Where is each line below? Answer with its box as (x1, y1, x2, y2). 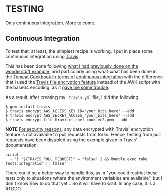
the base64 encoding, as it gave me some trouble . (5, 84, 110, 90)
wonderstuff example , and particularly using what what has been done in (5, 68, 157, 74)
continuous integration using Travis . (5, 53, 80, 59)
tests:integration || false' (5, 161, 67, 166)
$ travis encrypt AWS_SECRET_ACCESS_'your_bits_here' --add (5, 113, 135, 118)
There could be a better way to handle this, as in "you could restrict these (5, 170, 158, 176)
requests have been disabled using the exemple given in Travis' (5, 137, 137, 143)
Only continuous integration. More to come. (5, 20, 96, 26)
